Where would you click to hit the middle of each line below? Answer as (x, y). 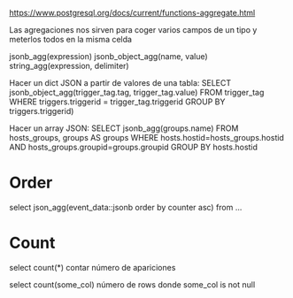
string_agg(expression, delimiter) (69, 66)
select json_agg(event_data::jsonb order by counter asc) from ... (126, 207)
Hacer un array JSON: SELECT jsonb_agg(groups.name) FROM (124, 128)
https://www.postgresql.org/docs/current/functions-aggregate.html (132, 13)
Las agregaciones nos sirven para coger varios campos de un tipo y (133, 30)
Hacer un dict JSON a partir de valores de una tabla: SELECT (120, 83)
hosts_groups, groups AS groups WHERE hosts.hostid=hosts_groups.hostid (147, 138)
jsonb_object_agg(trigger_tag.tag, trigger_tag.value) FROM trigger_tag (137, 92)
